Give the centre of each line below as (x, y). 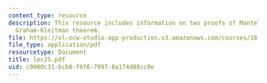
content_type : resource (48, 15)
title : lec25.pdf (37, 60)
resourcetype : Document (48, 52)
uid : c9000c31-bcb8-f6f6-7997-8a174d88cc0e (81, 67)
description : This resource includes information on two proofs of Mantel (135, 23)
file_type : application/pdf (55, 45)
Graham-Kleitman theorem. (58, 30)
